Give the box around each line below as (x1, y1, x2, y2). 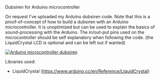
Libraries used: (5, 59, 36, 64)
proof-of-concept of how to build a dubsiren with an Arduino (5, 19, 129, 25)
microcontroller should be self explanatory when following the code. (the (5, 34, 154, 40)
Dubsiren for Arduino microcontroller (5, 4, 80, 10)
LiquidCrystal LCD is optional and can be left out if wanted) (5, 40, 126, 46)
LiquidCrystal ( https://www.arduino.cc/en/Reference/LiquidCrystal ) (12, 68, 150, 74)
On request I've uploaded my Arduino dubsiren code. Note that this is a (5, 14, 150, 19)
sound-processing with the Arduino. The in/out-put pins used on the (5, 29, 145, 35)
